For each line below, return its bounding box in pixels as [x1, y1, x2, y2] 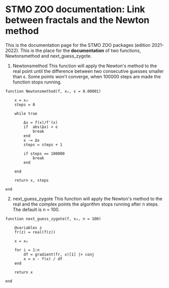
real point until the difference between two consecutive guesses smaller [12, 68, 164, 74]
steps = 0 [14, 102, 36, 107]
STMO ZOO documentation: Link [5, 4, 146, 15]
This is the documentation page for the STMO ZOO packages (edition [5, 42, 151, 48]
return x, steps [14, 178, 49, 183]
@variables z [14, 225, 42, 230]
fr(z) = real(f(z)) [14, 229, 56, 235]
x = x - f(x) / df [23, 256, 63, 262]
